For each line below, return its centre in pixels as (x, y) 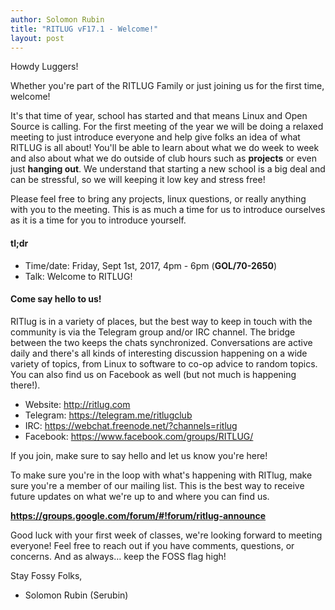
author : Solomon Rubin (57, 19)
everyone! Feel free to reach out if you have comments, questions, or (152, 545)
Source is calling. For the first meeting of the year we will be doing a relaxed (167, 127)
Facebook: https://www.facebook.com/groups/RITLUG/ (139, 436)
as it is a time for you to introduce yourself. (98, 220)
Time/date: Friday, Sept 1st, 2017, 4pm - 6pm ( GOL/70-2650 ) (151, 265)
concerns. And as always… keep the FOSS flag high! (118, 556)
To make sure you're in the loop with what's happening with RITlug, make (161, 475)
